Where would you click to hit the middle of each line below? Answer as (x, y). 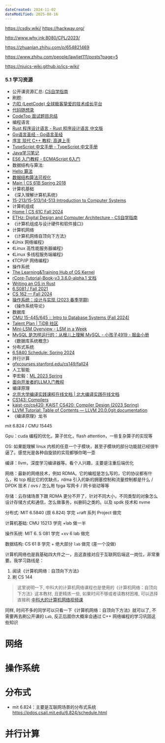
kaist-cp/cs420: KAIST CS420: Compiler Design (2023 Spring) (75, 405)
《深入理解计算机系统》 (36, 195)
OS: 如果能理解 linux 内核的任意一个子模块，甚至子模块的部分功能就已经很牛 (82, 446)
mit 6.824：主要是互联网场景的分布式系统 (54, 707)
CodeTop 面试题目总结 (35, 116)
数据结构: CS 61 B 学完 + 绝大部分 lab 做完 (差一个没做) (61, 544)
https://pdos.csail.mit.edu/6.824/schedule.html (59, 713)
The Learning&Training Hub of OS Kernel (53, 272)
